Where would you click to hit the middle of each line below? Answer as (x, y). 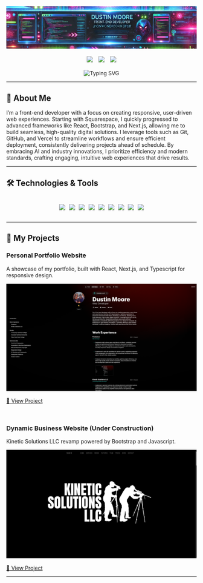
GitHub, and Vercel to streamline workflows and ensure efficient (86, 138)
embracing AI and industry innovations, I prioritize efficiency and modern (97, 152)
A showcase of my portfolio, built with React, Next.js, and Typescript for (96, 269)
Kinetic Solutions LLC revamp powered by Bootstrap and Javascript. (91, 442)
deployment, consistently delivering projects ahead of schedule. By (90, 145)
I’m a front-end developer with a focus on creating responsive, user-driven (99, 113)
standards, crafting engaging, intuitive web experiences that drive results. (98, 158)
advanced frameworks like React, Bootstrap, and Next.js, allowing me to (96, 126)
